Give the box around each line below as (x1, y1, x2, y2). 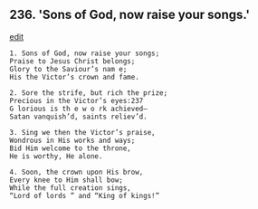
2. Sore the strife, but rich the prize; (9, 88, 168, 98)
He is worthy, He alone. (9, 151, 103, 161)
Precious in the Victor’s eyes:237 (9, 96, 144, 105)
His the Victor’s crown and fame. (9, 72, 140, 81)
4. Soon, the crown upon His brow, (9, 167, 144, 176)
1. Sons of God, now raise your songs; (9, 49, 160, 58)
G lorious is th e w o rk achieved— (9, 104, 148, 113)
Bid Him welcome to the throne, (9, 144, 131, 153)
